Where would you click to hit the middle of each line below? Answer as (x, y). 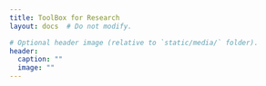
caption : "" (41, 60)
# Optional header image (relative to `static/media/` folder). (134, 43)
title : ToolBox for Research (65, 18)
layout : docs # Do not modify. (71, 26)
